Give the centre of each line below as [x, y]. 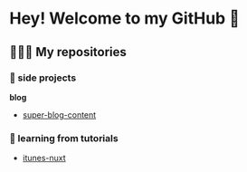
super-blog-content [59, 115]
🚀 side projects [43, 78]
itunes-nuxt [44, 158]
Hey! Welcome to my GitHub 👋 [124, 19]
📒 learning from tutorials [64, 138]
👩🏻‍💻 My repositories [68, 52]
